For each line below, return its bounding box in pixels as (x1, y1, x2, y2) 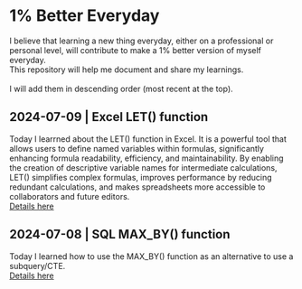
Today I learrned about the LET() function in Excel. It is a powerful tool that (9, 133, 288, 144)
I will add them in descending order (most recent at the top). (9, 83, 233, 94)
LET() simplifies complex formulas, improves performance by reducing (9, 172, 273, 182)
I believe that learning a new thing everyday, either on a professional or (9, 35, 274, 46)
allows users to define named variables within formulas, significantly (9, 143, 265, 154)
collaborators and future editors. (9, 191, 130, 201)
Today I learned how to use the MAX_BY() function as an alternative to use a (9, 250, 294, 262)
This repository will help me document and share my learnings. (9, 64, 244, 75)
